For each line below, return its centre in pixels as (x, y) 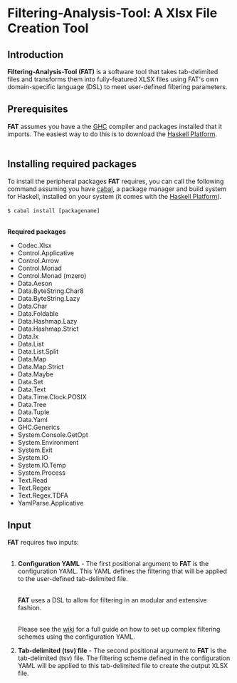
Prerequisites (38, 109)
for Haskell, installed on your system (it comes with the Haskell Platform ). (115, 196)
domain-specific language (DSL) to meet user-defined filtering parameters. (117, 87)
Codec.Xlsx (35, 245)
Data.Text (32, 389)
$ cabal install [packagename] (54, 211)
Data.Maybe (36, 374)
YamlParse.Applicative (51, 503)
